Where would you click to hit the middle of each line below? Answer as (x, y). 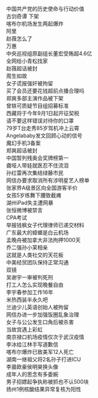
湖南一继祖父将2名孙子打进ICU (44, 359)
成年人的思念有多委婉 (32, 374)
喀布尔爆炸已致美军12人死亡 (40, 352)
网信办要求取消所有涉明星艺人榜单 (48, 180)
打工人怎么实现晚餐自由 (35, 285)
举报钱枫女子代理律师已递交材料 (45, 225)
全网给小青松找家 (27, 61)
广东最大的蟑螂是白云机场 (37, 232)
